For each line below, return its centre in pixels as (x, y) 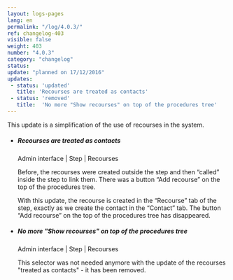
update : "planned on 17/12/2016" (56, 72)
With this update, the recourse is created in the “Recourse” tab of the (117, 200)
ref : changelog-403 (36, 33)
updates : (20, 79)
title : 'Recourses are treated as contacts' (83, 92)
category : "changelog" (40, 59)
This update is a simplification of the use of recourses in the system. (106, 125)
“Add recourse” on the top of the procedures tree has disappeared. (114, 215)
